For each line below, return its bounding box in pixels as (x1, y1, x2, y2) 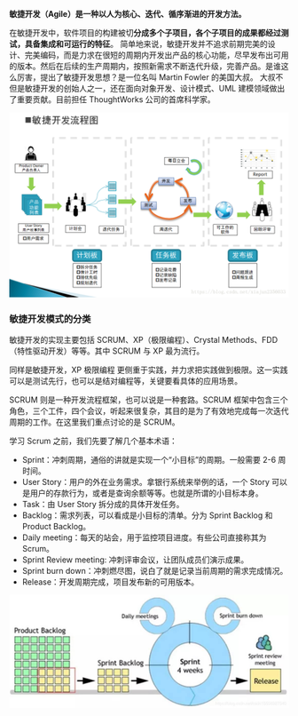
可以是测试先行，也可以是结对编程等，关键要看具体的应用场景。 (9, 376, 242, 386)
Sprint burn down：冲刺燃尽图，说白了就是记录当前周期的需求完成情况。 (21, 566, 288, 577)
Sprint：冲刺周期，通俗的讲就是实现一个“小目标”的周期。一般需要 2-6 (21, 455, 277, 465)
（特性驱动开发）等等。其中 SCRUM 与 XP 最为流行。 (9, 346, 205, 356)
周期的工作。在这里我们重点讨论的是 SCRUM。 (9, 417, 180, 427)
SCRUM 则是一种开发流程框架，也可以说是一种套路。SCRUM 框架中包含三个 (9, 394, 288, 405)
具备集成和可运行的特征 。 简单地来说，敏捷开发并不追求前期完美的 (24, 39, 268, 49)
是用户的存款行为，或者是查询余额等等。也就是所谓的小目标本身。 (21, 488, 263, 498)
